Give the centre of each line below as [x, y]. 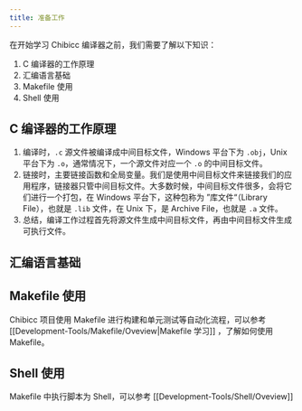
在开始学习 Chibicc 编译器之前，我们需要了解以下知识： [113, 44]
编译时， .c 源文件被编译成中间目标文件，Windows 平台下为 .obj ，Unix [155, 152]
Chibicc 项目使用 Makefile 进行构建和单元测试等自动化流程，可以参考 [138, 319]
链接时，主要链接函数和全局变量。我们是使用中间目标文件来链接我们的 [153, 175]
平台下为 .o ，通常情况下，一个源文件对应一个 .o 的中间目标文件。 [145, 163]
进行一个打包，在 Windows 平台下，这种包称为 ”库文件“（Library [149, 197]
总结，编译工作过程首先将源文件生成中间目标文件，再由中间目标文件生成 [157, 220]
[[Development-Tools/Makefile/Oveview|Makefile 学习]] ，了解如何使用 [142, 331]
